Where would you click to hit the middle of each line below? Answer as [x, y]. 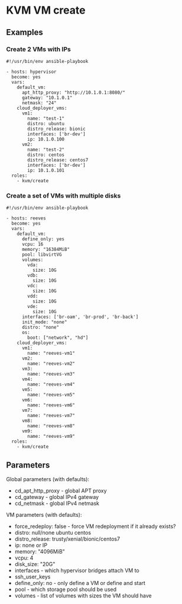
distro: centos [46, 155]
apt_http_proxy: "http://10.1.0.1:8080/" [74, 93]
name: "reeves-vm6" [51, 405]
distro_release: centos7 [58, 160]
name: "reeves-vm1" [51, 354]
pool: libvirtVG [42, 255]
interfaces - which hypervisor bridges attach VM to [77, 570]
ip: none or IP [31, 545]
